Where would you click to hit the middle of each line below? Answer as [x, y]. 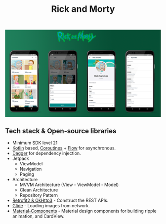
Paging [27, 174]
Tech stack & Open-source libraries [61, 131]
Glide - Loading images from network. [51, 206]
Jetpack [21, 158]
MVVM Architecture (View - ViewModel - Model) [69, 185]
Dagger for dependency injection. [46, 153]
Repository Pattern [39, 195]
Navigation [31, 169]
